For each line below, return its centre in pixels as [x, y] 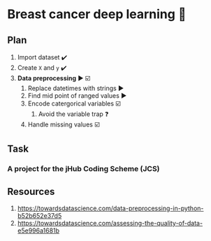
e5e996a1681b [38, 231]
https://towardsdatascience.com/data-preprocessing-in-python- [110, 208]
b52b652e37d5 [39, 216]
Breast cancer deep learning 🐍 [97, 14]
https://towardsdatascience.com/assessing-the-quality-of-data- [110, 224]
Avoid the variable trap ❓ [73, 114]
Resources [31, 191]
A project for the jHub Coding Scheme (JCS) [83, 169]
